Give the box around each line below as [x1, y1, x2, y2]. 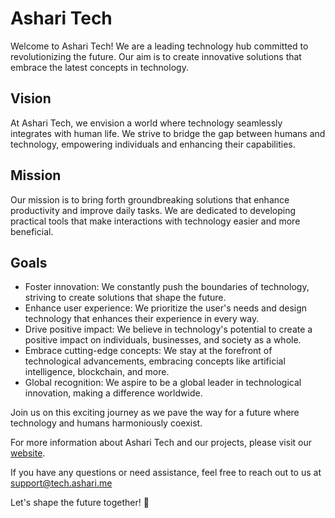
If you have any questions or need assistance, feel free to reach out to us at [10, 467, 322, 479]
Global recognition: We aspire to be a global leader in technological [24, 377, 302, 389]
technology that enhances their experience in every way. [24, 313, 260, 325]
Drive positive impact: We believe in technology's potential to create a [24, 323, 313, 336]
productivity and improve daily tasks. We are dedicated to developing [10, 204, 297, 216]
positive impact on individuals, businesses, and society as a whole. [24, 334, 302, 346]
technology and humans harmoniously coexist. [10, 417, 203, 429]
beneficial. [10, 225, 54, 237]
